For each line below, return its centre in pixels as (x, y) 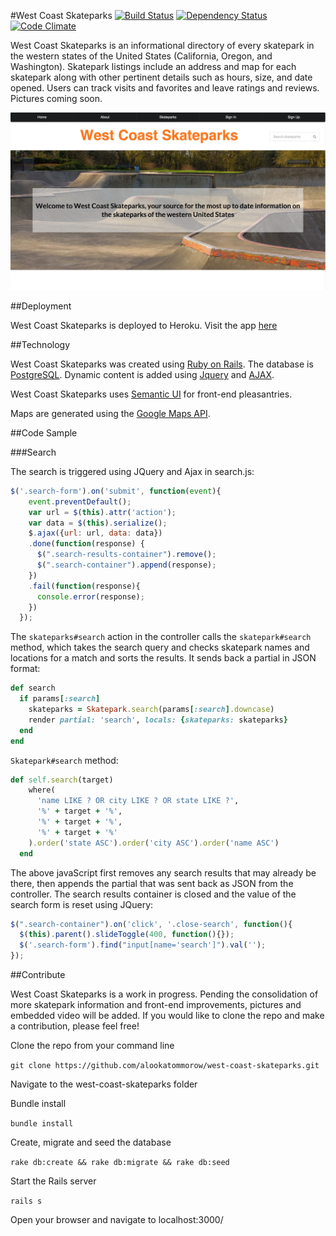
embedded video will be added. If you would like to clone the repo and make (167, 1016)
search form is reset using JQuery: (82, 904)
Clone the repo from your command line (92, 1046)
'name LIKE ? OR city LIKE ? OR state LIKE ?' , (138, 801)
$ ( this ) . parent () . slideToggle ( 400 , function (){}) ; (127, 935)
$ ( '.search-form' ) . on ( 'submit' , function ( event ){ (116, 491)
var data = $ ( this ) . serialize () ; (98, 523)
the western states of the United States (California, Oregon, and (141, 56)
